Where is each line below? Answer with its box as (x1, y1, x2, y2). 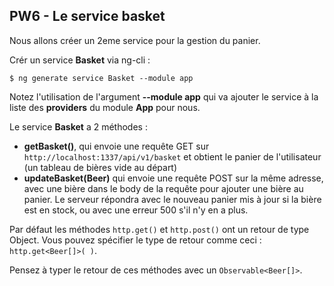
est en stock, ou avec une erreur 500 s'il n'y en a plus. (23, 204, 249, 216)
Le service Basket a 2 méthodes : (9, 120, 148, 133)
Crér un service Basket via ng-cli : (9, 54, 151, 66)
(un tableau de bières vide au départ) (23, 161, 178, 173)
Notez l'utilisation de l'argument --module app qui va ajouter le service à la (9, 90, 319, 103)
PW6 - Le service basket (9, 8, 166, 25)
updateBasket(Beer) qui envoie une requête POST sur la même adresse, (23, 172, 324, 184)
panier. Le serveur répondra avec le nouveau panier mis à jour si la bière (23, 193, 322, 205)
